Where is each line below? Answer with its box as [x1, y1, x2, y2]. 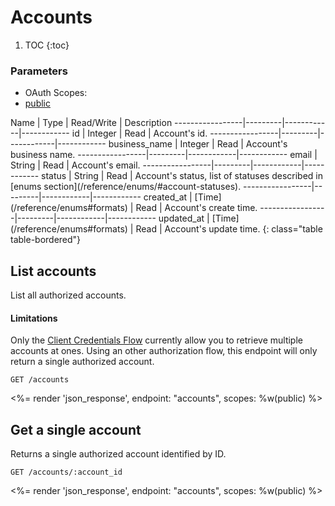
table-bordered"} [10, 234, 82, 246]
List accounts [10, 262, 97, 280]
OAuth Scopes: [24, 87, 88, 99]
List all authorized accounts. [10, 289, 127, 301]
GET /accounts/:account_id [10, 467, 123, 478]
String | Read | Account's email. [10, 159, 141, 171]
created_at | [143, 191, 193, 203]
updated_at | [158, 212, 210, 225]
